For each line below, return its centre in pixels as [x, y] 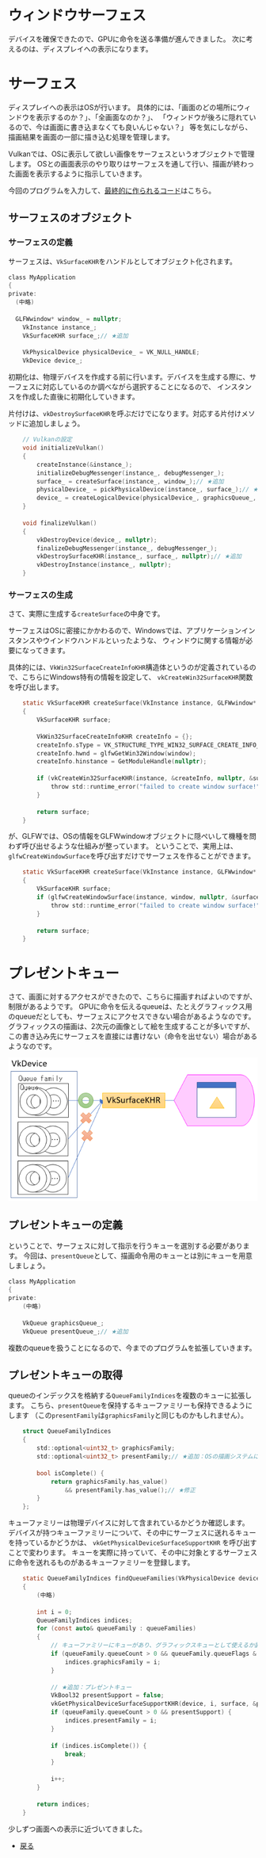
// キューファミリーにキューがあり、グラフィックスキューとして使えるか [152, 1646]
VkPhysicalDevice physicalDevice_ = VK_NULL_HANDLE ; [111, 353]
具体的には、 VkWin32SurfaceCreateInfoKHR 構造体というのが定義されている [129, 667]
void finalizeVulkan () [60, 523]
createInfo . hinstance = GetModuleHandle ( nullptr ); [122, 762]
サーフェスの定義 [40, 243]
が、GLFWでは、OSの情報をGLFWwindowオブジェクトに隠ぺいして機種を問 [133, 836]
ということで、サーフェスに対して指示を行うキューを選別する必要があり [125, 1245]
